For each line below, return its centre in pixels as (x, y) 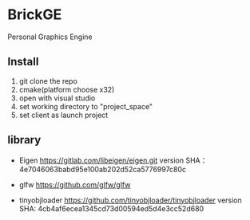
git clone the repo (48, 81)
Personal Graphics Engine (50, 37)
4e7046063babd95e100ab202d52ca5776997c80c (103, 169)
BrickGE (35, 15)
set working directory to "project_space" (86, 106)
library (24, 140)
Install (23, 62)
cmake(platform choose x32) (67, 89)
